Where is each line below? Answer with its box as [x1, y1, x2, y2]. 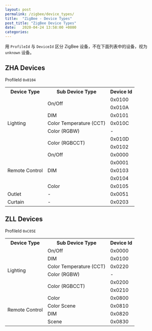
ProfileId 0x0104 [5, 77, 36, 82]
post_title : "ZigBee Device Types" [5, 20, 77, 26]
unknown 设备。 [5, 49, 35, 55]
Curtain [7, 198, 25, 205]
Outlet [7, 190, 22, 197]
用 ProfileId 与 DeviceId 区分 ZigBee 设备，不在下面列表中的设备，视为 [5, 44, 148, 49]
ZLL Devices [5, 215, 43, 223]
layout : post [5, 7, 31, 12]
